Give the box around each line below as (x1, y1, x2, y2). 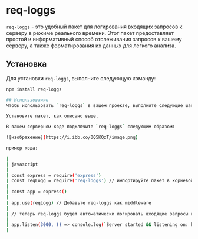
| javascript (6, 161, 38, 167)
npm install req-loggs (6, 86, 62, 92)
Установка (6, 59, 47, 69)
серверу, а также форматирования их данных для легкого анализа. (6, 42, 176, 49)
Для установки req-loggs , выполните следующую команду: (6, 75, 156, 82)
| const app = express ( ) (6, 189, 67, 195)
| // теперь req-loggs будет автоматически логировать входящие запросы (6, 211, 189, 217)
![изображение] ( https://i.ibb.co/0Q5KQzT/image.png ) (6, 134, 138, 141)
